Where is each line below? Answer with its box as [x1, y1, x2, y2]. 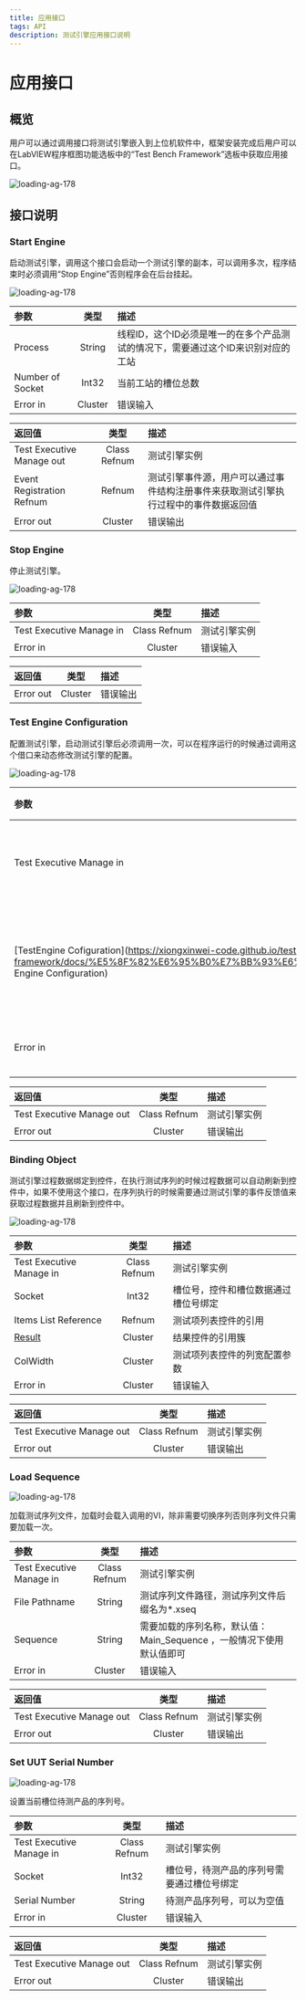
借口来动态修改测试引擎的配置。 [16, 749, 138, 760]
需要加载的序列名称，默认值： [139, 1620, 268, 1633]
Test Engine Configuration [9, 716, 128, 728]
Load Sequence [9, 1471, 80, 1483]
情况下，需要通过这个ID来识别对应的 [135, 341, 291, 354]
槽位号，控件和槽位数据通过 [172, 1283, 291, 1296]
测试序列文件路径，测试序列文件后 [139, 1589, 286, 1602]
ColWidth [14, 1355, 55, 1367]
